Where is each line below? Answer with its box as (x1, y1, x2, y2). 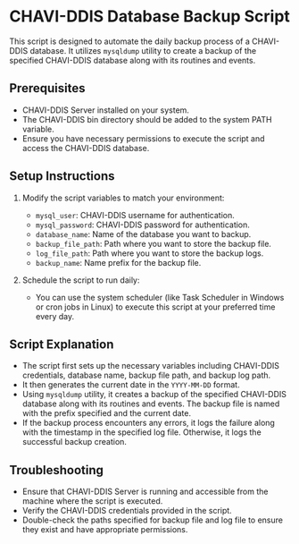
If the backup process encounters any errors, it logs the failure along (21, 418, 275, 429)
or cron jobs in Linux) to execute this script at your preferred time (35, 302, 276, 312)
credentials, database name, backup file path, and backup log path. (21, 370, 271, 381)
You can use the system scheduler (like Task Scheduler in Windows (35, 292, 285, 302)
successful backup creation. (21, 437, 128, 447)
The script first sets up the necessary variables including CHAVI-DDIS (21, 361, 279, 371)
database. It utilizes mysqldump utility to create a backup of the (29, 45, 257, 55)
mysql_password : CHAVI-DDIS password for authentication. (35, 219, 250, 230)
